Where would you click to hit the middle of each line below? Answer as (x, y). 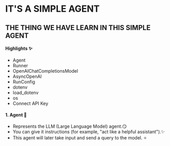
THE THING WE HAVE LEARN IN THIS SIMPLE (78, 28)
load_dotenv (26, 93)
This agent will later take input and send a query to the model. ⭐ (80, 137)
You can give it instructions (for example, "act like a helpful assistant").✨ (89, 132)
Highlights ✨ (19, 48)
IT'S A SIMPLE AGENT (53, 9)
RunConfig (24, 81)
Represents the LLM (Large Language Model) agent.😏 (70, 126)
